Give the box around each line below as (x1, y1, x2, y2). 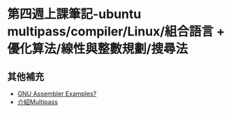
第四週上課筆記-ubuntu (7, 6, 142, 22)
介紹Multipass (17, 98, 58, 106)
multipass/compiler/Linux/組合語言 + (7, 24, 225, 40)
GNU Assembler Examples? (17, 89, 97, 98)
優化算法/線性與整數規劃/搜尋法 (7, 41, 188, 57)
